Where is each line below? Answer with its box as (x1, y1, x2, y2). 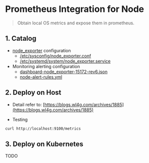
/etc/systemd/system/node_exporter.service (19, 58, 111, 64)
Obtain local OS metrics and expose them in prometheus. (17, 20, 135, 26)
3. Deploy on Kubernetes (5, 140, 83, 148)
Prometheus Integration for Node (5, 3, 145, 15)
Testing (12, 116, 28, 122)
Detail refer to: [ (12, 101, 45, 107)
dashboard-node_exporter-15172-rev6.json (19, 69, 108, 75)
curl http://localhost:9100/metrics (5, 126, 81, 131)
